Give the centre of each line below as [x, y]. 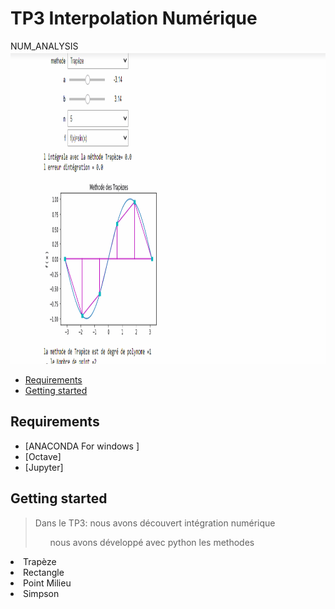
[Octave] [43, 456]
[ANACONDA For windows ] [82, 446]
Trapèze [40, 561]
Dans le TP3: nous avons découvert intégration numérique [155, 523]
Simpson [41, 593]
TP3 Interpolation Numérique [134, 18]
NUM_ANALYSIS [44, 46]
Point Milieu [47, 583]
